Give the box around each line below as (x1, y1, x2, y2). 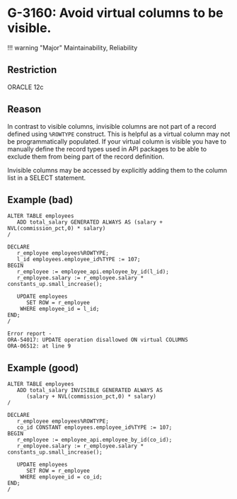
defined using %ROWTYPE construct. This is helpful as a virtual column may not (7, 130, 231, 138)
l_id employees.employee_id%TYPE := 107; (16, 256, 141, 263)
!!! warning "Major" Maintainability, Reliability (7, 43, 138, 52)
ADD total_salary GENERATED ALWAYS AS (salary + (16, 219, 163, 226)
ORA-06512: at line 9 (7, 343, 71, 350)
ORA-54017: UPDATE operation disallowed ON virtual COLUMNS (7, 336, 189, 344)
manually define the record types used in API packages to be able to (7, 144, 207, 153)
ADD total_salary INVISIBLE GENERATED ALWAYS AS (16, 387, 163, 394)
